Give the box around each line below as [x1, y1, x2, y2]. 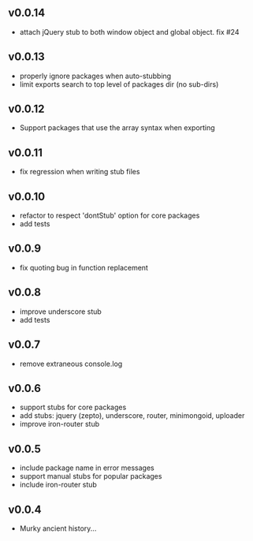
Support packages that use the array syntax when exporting [19, 123, 215, 132]
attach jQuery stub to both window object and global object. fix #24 [19, 27, 240, 36]
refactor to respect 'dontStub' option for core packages [19, 211, 200, 220]
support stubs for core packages [19, 402, 127, 412]
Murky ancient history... [19, 524, 97, 533]
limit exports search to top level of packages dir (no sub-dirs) [19, 79, 219, 89]
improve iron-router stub [19, 420, 100, 429]
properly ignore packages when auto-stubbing [19, 71, 172, 80]
